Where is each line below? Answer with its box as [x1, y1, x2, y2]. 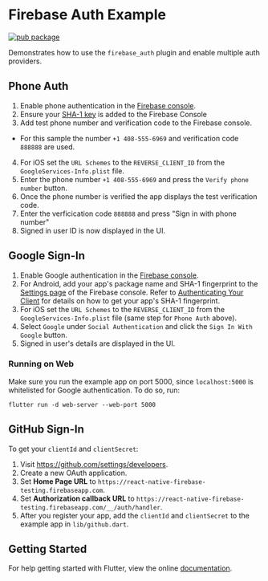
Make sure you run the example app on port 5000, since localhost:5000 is [8, 376, 254, 386]
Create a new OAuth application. [19, 468, 128, 477]
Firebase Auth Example [8, 6, 167, 24]
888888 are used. [19, 142, 75, 152]
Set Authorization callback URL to [19, 494, 135, 503]
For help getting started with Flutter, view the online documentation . [8, 563, 233, 573]
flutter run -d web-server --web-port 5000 [8, 400, 156, 408]
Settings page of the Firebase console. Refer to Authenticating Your [19, 287, 244, 297]
